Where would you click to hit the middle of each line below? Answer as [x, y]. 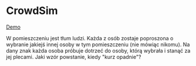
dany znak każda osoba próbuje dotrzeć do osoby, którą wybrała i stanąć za [98, 50]
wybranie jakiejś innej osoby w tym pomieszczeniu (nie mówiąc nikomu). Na [98, 44]
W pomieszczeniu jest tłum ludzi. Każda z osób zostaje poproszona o [90, 38]
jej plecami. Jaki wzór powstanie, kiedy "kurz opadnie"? [74, 57]
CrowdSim [32, 11]
